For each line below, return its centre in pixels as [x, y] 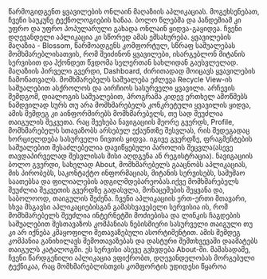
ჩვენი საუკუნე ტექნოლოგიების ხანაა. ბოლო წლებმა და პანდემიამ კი [125, 20]
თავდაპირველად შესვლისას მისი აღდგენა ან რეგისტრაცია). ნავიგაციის [131, 156]
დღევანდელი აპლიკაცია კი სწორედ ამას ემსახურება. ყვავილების [120, 37]
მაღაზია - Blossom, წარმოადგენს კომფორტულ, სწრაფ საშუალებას [122, 46]
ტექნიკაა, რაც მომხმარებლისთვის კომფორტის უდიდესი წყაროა [118, 266]
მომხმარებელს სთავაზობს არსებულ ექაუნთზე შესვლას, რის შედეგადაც [129, 130]
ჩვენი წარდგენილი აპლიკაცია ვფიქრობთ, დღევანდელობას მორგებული [132, 258]
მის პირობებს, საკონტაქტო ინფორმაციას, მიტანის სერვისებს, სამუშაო [127, 173]
